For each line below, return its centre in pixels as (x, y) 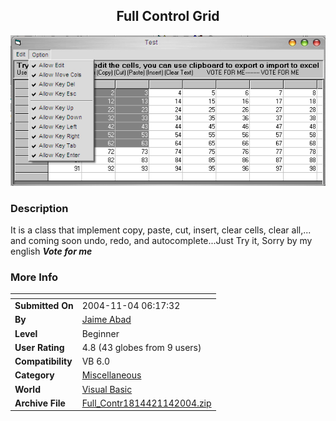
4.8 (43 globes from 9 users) (141, 347)
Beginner (100, 333)
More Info (34, 277)
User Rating (39, 347)
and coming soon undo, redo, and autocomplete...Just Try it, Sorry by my (161, 241)
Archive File (40, 403)
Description (39, 208)
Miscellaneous (111, 375)
